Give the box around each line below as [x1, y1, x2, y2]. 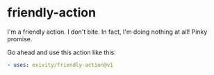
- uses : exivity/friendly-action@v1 [7, 61, 113, 68]
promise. [7, 34, 33, 43]
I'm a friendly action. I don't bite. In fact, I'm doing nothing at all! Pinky [7, 28, 208, 36]
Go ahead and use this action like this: [7, 48, 116, 56]
